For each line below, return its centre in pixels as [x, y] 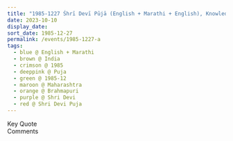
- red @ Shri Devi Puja [48, 104]
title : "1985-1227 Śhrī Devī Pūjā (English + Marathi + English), [105, 14]
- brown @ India [37, 59]
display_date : [28, 26]
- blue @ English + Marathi [54, 53]
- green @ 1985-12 [40, 78]
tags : [15, 46]
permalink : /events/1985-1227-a [54, 40]
